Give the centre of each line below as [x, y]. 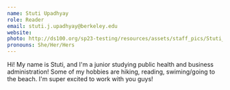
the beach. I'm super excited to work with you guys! [80, 79]
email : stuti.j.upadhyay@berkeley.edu [62, 26]
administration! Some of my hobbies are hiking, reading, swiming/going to [111, 72]
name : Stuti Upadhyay [38, 13]
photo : [16, 39]
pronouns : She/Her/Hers [41, 45]
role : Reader [26, 20]
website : [20, 32]
